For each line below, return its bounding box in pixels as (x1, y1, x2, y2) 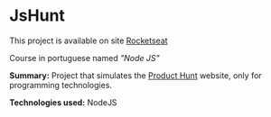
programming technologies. (9, 79, 113, 90)
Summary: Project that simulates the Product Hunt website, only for (9, 69, 262, 81)
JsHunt (9, 5, 66, 26)
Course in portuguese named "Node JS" (9, 52, 160, 63)
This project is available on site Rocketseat (9, 35, 169, 46)
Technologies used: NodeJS (9, 96, 117, 108)
